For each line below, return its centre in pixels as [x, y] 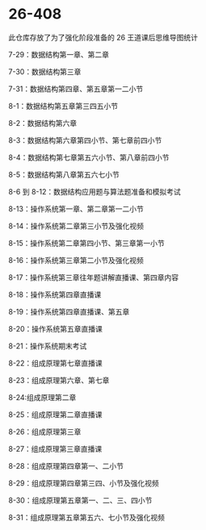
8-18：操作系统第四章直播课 [55, 294]
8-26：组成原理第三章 [45, 432]
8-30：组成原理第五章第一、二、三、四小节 [80, 500]
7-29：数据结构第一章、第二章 [59, 54]
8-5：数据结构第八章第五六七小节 [64, 174]
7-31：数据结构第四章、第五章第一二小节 [76, 89]
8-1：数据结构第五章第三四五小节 [63, 106]
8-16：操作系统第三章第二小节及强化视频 [76, 260]
